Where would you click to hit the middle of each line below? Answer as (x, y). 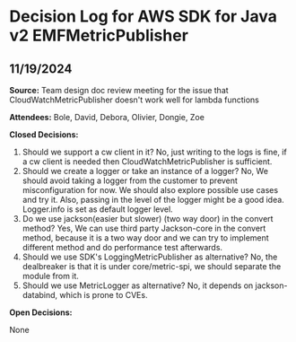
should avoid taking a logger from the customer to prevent (130, 180)
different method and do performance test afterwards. (122, 247)
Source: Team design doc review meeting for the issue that (119, 90)
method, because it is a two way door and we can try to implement (145, 238)
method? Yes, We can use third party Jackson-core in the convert (144, 228)
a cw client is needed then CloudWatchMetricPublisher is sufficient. (147, 162)
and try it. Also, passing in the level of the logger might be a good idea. (153, 200)
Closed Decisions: (44, 135)
